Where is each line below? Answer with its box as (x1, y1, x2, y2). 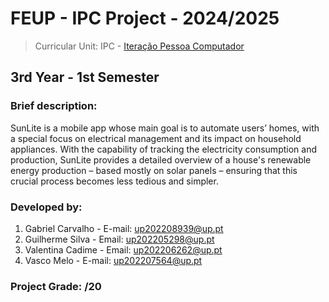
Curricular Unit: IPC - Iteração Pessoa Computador (34, 40, 245, 52)
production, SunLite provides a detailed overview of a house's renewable (10, 153, 312, 166)
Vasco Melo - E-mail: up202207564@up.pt (24, 254, 203, 266)
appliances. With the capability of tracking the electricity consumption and (10, 143, 317, 155)
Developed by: (10, 200, 83, 214)
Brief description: (10, 99, 98, 113)
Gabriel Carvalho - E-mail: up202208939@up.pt (24, 222, 224, 234)
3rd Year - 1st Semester (10, 69, 160, 86)
